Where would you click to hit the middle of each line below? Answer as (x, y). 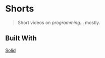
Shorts (20, 9)
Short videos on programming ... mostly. (59, 22)
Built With (21, 38)
